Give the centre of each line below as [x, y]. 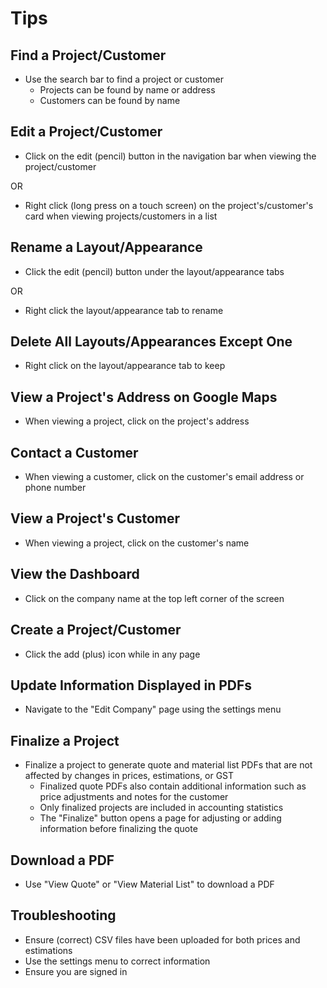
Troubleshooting [63, 915]
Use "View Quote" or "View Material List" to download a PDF [149, 884]
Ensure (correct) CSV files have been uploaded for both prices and [162, 939]
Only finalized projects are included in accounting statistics [161, 808]
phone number [55, 488]
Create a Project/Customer [96, 630]
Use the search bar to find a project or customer [124, 79]
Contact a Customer [74, 452]
